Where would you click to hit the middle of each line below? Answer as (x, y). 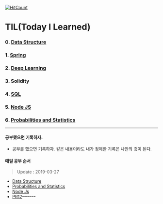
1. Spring (16, 55)
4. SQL (13, 94)
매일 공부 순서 (18, 161)
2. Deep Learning (26, 68)
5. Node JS (18, 107)
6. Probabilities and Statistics (40, 120)
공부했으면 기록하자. (24, 137)
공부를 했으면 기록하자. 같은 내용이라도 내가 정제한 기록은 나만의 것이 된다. (82, 149)
